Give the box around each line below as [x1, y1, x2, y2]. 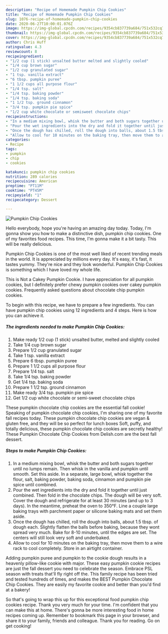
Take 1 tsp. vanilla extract [12, 352, 65, 358]
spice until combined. [12, 481, 57, 487]
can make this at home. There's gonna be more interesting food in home [5, 607, 154, 613]
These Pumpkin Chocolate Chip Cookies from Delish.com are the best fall [5, 431, 157, 437]
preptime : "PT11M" [5, 183, 44, 189]
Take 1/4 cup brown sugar [12, 341, 67, 347]
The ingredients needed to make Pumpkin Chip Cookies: [5, 324, 125, 330]
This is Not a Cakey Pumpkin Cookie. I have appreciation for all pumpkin [5, 276, 154, 282]
